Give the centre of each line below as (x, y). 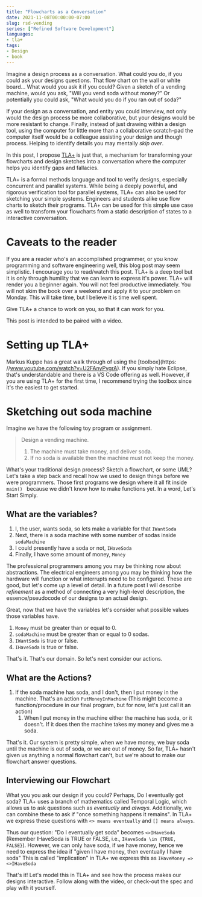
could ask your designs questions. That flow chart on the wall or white (93, 80)
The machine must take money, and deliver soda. (91, 452)
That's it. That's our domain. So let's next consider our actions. (84, 659)
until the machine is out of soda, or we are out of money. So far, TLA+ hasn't (101, 749)
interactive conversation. (37, 218)
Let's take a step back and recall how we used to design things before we (98, 476)
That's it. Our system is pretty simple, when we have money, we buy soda (98, 743)
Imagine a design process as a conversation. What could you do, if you (94, 74)
